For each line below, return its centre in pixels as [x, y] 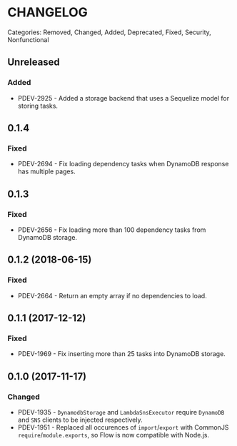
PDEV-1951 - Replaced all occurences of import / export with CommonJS [123, 427]
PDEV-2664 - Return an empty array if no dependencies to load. [112, 295]
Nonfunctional [28, 39]
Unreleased [34, 62]
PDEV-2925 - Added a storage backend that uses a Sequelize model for [123, 98]
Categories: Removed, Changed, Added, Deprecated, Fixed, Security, [110, 32]
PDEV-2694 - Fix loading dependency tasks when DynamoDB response [123, 164]
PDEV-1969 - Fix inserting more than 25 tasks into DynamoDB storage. [122, 354]
